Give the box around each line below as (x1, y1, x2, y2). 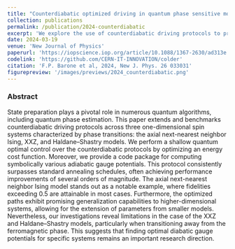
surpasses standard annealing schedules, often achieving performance (7, 167, 213, 176)
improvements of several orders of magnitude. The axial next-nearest (7, 174, 208, 183)
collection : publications (7, 17, 83, 24)
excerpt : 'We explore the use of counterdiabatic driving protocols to (7, 29, 220, 37)
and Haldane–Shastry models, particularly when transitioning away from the (7, 219, 226, 227)
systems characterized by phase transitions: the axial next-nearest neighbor (7, 130, 227, 138)
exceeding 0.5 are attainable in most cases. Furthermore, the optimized (7, 190, 213, 198)
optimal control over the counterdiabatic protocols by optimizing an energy (7, 145, 223, 153)
